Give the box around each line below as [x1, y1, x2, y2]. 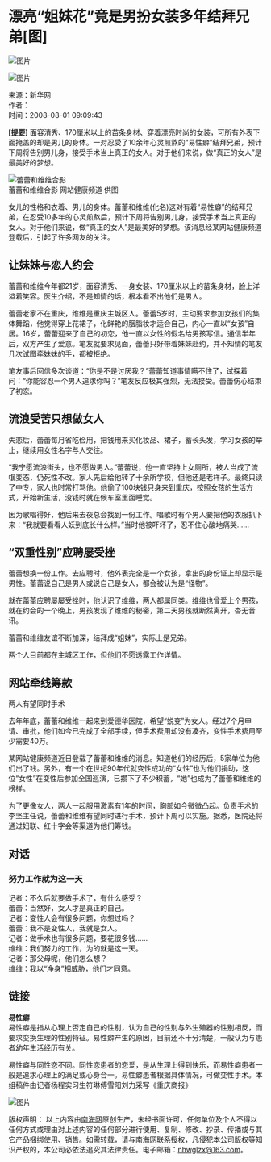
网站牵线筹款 [8, 675, 73, 690]
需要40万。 [15, 736, 53, 746]
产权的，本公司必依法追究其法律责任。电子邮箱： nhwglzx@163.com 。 [15, 1144, 248, 1154]
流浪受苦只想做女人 [8, 412, 104, 426]
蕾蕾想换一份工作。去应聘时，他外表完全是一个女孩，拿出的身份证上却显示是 [8, 568, 263, 578]
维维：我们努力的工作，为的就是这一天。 [8, 943, 143, 953]
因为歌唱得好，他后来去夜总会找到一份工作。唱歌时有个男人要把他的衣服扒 [8, 509, 256, 519]
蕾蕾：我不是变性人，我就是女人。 [8, 923, 122, 933]
